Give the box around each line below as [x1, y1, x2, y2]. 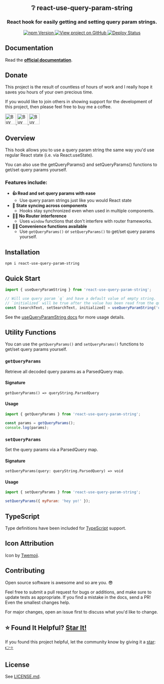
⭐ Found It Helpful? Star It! [5, 623, 87, 632]
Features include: [5, 179, 48, 186]
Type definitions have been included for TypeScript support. [5, 525, 126, 531]
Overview [5, 134, 36, 142]
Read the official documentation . [5, 57, 73, 63]
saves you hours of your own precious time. [5, 89, 94, 95]
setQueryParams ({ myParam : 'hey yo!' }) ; [5, 499, 91, 503]
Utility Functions [5, 328, 57, 337]
